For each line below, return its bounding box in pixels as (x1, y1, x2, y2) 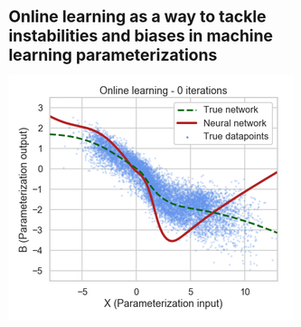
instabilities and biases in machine (8, 25, 273, 46)
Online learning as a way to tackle (8, 6, 267, 27)
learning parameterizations (8, 45, 218, 65)
